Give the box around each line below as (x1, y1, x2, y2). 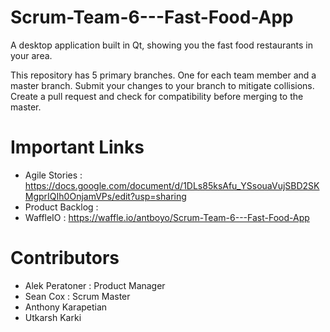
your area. (10, 49, 53, 61)
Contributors (10, 247, 120, 270)
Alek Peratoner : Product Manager (24, 279, 166, 291)
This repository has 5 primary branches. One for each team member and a (10, 69, 317, 81)
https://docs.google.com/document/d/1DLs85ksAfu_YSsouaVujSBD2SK (24, 179, 320, 191)
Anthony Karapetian (24, 301, 108, 313)
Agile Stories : (24, 169, 83, 181)
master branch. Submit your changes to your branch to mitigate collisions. (10, 79, 315, 91)
